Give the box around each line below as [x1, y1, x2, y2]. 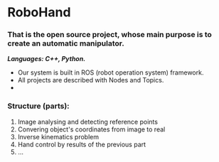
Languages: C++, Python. [7, 55, 86, 63]
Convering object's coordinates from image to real [17, 125, 166, 134]
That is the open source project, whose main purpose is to [7, 30, 212, 40]
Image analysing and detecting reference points [17, 117, 159, 126]
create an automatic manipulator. [7, 38, 124, 48]
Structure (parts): [7, 101, 70, 111]
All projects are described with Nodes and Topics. [17, 76, 164, 85]
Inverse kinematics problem [17, 132, 100, 141]
